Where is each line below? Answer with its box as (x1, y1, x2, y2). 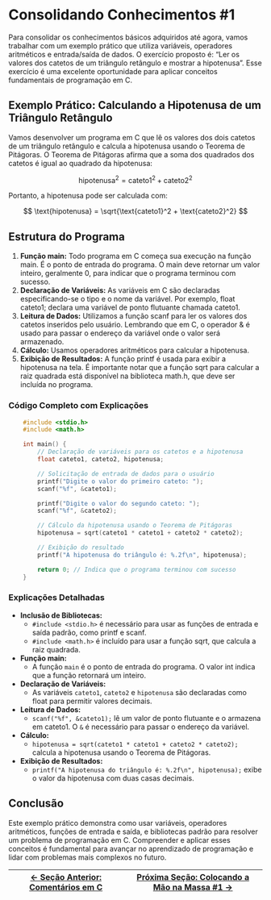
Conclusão (8, 797, 65, 810)
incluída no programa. (19, 380, 94, 390)
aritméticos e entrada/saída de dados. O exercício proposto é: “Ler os (8, 49, 240, 59)
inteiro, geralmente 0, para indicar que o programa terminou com (19, 269, 236, 278)
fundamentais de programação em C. (8, 75, 133, 85)
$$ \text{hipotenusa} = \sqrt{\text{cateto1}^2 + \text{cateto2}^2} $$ (23, 206, 248, 216)
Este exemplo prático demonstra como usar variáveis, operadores (8, 818, 227, 827)
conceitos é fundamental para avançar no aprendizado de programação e (8, 844, 254, 853)
